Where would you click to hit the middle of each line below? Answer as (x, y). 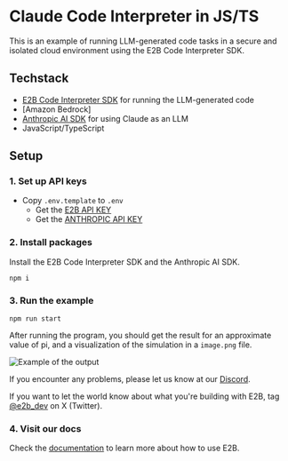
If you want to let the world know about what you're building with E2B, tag (144, 396)
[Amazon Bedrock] (56, 109)
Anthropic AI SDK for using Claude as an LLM (105, 118)
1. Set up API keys (48, 181)
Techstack (39, 79)
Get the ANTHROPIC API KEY (89, 219)
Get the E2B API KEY (73, 210)
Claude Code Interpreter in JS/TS (134, 16)
